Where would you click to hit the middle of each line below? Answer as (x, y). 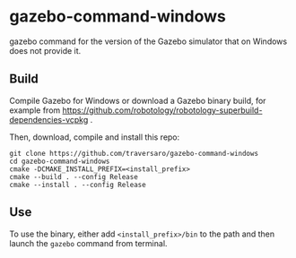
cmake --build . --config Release (74, 176)
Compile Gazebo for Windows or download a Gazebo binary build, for (138, 100)
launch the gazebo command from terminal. (88, 243)
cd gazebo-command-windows (60, 161)
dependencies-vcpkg (49, 119)
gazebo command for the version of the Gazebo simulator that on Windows (148, 41)
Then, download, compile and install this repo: (95, 137)
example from (35, 110)
